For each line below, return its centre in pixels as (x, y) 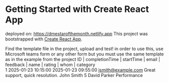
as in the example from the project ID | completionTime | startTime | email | (83, 59)
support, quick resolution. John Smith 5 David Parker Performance (74, 75)
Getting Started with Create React (77, 9)
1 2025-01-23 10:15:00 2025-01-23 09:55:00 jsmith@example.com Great (80, 70)
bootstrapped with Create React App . (44, 39)
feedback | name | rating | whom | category (50, 64)
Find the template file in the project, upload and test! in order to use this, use (84, 48)
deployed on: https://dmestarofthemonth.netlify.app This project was (77, 33)
